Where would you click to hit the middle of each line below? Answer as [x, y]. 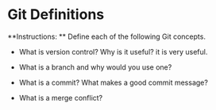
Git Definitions [56, 15]
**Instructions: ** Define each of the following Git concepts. [106, 36]
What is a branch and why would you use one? [95, 67]
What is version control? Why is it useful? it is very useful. [113, 51]
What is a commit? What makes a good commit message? [113, 82]
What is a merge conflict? [61, 97]
